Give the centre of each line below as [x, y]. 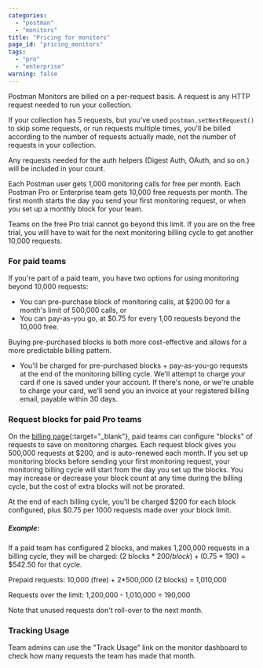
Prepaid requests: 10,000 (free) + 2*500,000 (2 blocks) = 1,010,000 [118, 580]
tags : [17, 52]
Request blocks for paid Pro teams [75, 419]
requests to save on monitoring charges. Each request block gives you [122, 445]
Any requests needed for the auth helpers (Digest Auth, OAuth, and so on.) [129, 160]
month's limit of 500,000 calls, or [73, 310]
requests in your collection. [52, 145]
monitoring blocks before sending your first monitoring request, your [119, 461]
